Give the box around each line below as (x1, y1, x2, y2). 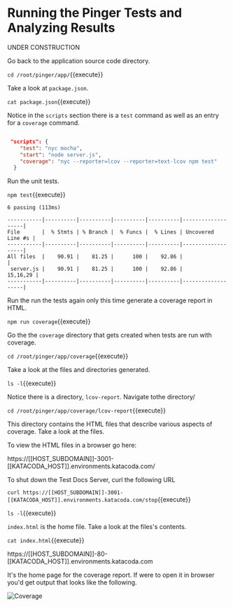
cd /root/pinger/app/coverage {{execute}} (7, 352, 129, 361)
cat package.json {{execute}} (7, 97, 91, 106)
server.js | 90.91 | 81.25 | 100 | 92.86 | (10, 265, 183, 273)
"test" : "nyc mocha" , (20, 145, 83, 152)
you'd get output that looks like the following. (7, 578, 138, 587)
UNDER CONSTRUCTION (7, 43, 80, 51)
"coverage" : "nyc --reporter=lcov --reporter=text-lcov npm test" (20, 158, 218, 165)
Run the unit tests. (7, 177, 59, 185)
